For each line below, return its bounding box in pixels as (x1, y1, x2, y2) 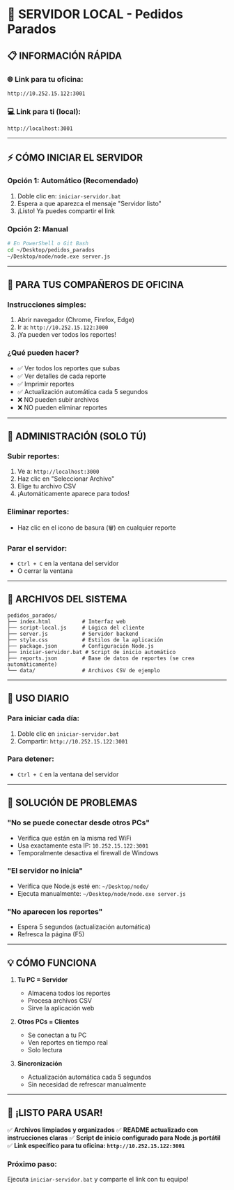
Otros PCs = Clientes (17, 1017, 79, 1026)
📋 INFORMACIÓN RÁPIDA (7, 50, 123, 61)
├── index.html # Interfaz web (7, 618, 127, 625)
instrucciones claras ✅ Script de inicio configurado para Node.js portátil (7, 1133, 221, 1142)
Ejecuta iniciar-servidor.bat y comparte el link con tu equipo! (7, 1175, 189, 1184)
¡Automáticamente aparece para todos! (17, 489, 130, 498)
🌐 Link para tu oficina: (7, 74, 84, 84)
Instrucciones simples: (7, 300, 87, 310)
